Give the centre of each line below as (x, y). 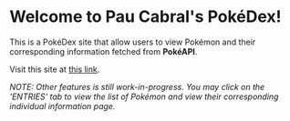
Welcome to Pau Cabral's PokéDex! (145, 17)
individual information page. (62, 106)
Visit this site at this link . (55, 69)
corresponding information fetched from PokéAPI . (104, 51)
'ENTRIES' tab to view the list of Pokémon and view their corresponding (144, 96)
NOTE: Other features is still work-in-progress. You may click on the (137, 86)
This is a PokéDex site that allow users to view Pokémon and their (133, 42)
